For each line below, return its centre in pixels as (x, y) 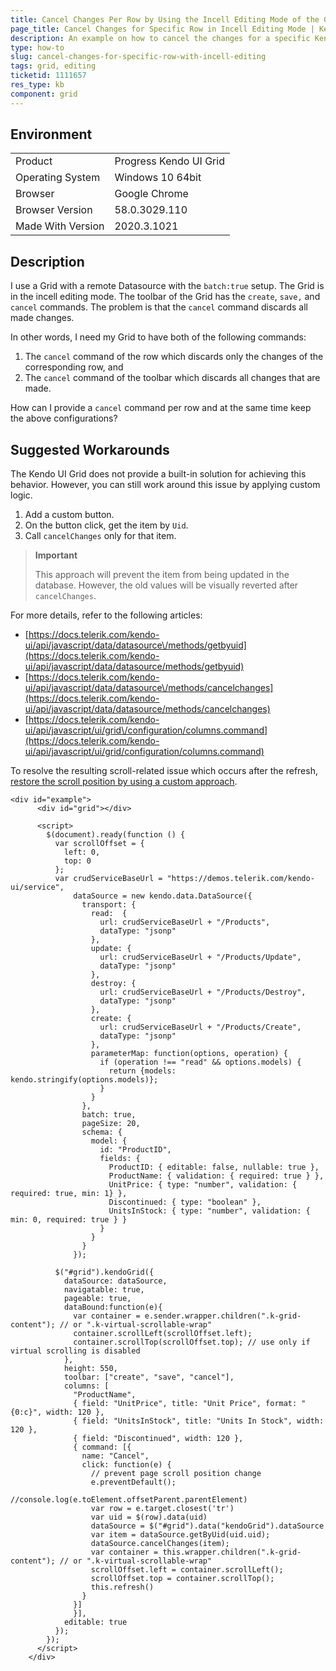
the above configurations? (64, 418)
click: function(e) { (126, 1465)
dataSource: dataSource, (115, 1281)
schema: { (102, 1132)
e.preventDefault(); (133, 1482)
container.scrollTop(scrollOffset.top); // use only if (192, 1342)
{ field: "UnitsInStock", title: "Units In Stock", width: (199, 1421)
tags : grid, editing (53, 66)
